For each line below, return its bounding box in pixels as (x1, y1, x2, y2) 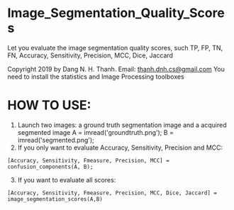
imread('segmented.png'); (17, 136, 94, 144)
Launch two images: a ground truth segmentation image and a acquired (17, 121, 227, 129)
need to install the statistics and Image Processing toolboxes (7, 72, 184, 81)
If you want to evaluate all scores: (17, 175, 116, 184)
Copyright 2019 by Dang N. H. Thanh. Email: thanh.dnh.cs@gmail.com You (7, 65, 225, 73)
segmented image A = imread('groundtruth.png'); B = (17, 128, 174, 136)
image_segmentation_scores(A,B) (7, 195, 103, 203)
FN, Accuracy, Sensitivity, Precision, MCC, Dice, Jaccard (7, 51, 174, 60)
